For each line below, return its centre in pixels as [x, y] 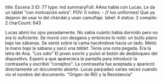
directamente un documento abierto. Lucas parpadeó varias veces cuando [81, 69]
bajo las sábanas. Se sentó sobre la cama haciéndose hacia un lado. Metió [81, 43]
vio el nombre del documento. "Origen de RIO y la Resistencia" [69, 74]
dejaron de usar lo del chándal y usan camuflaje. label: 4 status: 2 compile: [81, 18]
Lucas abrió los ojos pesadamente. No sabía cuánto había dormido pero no [81, 32]
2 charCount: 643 [23, 23]
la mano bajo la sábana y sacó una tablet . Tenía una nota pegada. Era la [78, 48]
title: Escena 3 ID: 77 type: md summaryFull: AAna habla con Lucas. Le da [80, 7]
